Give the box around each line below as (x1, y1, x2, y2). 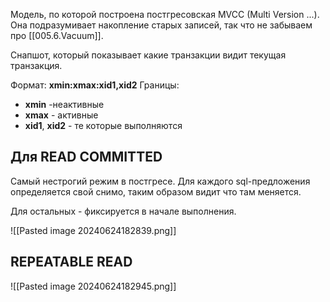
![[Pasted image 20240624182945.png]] (10, 280, 177, 292)
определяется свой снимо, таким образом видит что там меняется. (10, 185, 302, 198)
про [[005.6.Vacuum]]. (10, 30, 104, 41)
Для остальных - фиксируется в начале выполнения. (10, 205, 237, 217)
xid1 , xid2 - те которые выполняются (24, 120, 183, 131)
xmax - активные (24, 109, 99, 121)
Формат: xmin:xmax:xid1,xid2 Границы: (10, 79, 180, 91)
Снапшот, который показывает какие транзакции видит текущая (10, 49, 287, 61)
